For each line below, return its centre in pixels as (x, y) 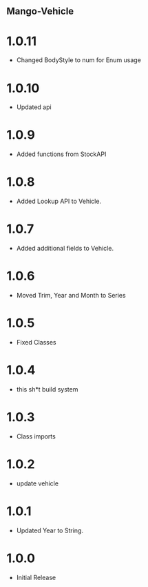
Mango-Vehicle (40, 11)
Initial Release (36, 577)
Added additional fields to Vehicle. (65, 249)
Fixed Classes (36, 342)
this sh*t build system (47, 389)
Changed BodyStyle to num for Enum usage (79, 60)
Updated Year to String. (50, 530)
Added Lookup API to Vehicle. (59, 201)
